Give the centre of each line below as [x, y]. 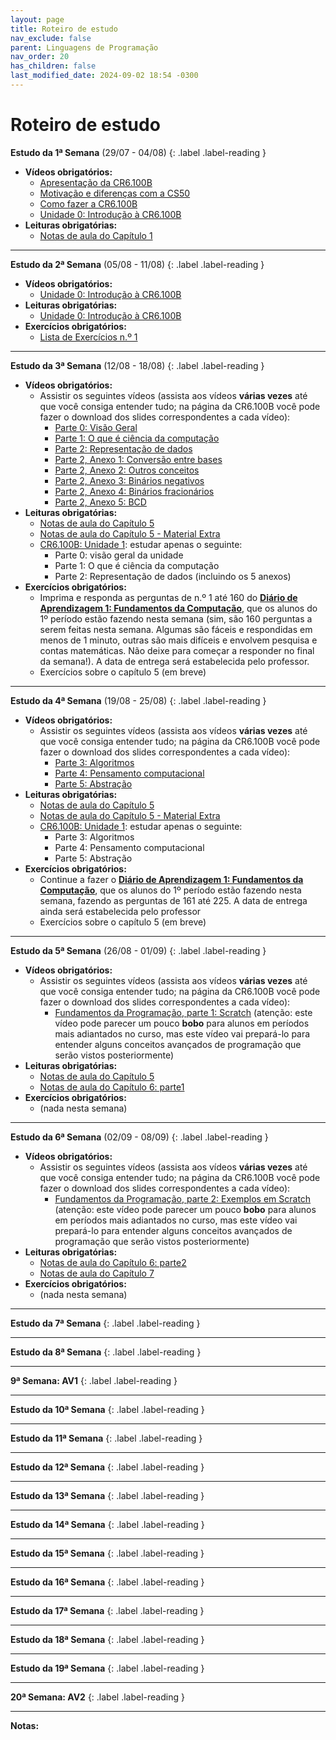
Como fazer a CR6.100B [88, 203]
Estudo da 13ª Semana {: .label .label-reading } [107, 1495]
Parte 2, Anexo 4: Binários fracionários [134, 491]
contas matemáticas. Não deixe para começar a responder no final [177, 650]
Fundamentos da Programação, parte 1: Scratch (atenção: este [183, 1012]
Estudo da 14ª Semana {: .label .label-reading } [107, 1524]
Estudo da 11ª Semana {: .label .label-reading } [106, 1438]
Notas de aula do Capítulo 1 [96, 235]
